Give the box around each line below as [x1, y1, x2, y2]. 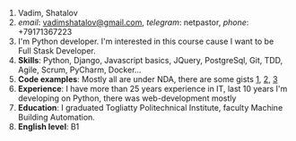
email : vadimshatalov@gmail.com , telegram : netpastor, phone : [17, 17, 249, 28]
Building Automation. [17, 112, 96, 122]
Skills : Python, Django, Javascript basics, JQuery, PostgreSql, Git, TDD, [17, 55, 283, 65]
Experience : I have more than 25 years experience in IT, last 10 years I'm [17, 84, 288, 94]
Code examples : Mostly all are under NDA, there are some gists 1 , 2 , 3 [17, 74, 278, 84]
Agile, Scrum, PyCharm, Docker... [17, 64, 142, 75]
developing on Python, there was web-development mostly [17, 93, 237, 104]
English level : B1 [17, 121, 80, 132]
